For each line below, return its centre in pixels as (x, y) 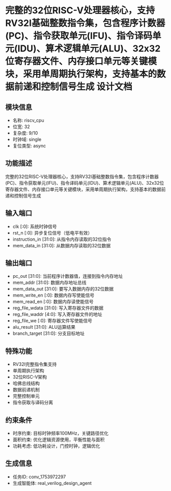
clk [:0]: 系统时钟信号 (35, 226)
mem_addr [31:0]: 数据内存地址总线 (49, 282)
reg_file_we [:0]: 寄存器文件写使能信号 (52, 321)
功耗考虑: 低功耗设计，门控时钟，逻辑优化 (56, 446)
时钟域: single (27, 139)
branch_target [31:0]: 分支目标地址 (49, 333)
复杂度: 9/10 (25, 133)
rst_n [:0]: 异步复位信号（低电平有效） (52, 233)
